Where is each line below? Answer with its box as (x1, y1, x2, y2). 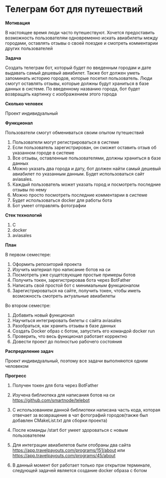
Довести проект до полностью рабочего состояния (12, 338, 122, 344)
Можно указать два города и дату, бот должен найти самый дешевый (12, 165, 161, 171)
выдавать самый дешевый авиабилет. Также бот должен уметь (5, 70, 140, 76)
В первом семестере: (5, 251, 51, 257)
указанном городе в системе (12, 150, 74, 156)
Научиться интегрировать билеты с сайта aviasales (12, 317, 121, 323)
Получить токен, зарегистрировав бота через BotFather (12, 277, 131, 283)
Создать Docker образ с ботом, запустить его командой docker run (12, 328, 155, 334)
